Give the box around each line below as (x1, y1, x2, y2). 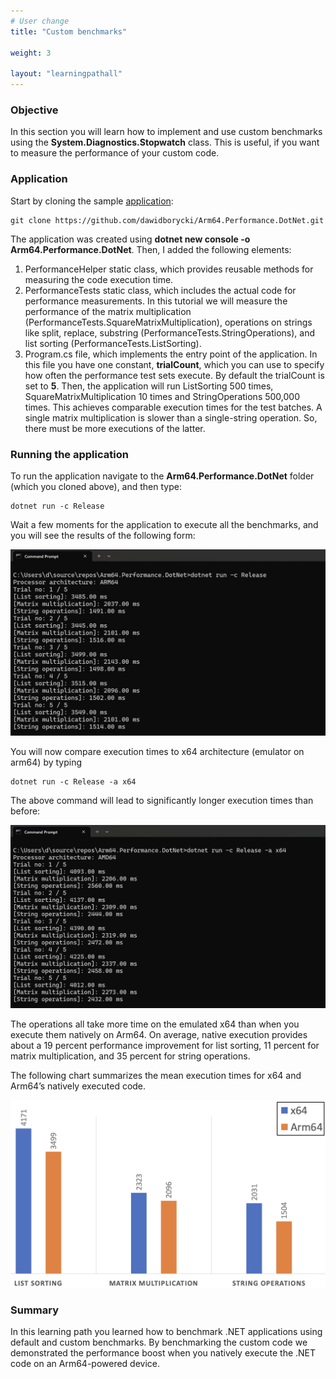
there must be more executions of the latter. (24, 422, 206, 434)
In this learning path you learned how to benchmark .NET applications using (10, 1326, 323, 1338)
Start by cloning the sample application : (10, 195, 174, 207)
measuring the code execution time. (24, 273, 174, 285)
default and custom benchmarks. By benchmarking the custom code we (10, 1336, 308, 1349)
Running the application (10, 447, 129, 461)
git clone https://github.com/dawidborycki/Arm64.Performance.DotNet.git (10, 215, 325, 225)
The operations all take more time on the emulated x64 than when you (10, 1018, 300, 1030)
